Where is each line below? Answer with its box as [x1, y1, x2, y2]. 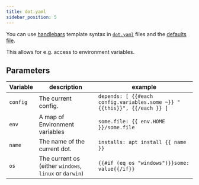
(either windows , [38, 162, 82, 170]
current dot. [38, 145, 72, 153]
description [49, 83, 83, 91]
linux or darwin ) [38, 170, 84, 178]
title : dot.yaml [6, 8, 46, 15]
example [131, 83, 157, 91]
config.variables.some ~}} [98, 99, 175, 106]
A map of [38, 113, 65, 122]
